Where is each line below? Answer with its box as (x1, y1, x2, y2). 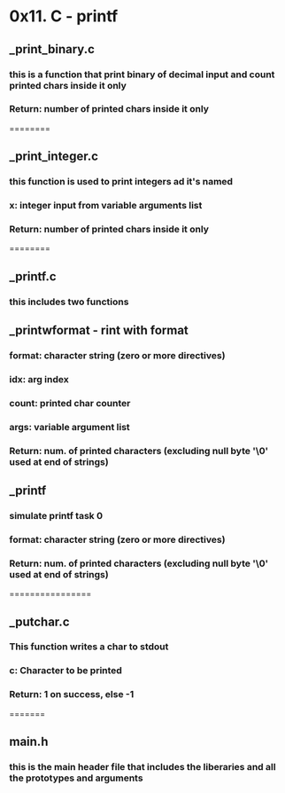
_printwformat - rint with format (9, 323, 189, 338)
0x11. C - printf (9, 6, 119, 27)
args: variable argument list (9, 420, 130, 433)
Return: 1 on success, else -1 (9, 688, 135, 701)
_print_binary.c (9, 42, 96, 57)
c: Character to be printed (9, 664, 122, 677)
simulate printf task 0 (9, 509, 104, 522)
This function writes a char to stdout (9, 640, 169, 653)
